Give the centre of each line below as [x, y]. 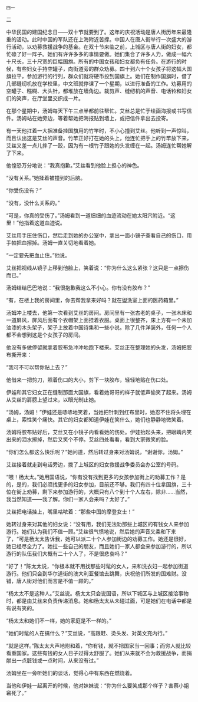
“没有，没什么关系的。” [33, 203]
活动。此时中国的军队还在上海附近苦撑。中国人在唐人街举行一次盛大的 [101, 39]
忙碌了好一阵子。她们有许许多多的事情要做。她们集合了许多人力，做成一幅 [96, 54]
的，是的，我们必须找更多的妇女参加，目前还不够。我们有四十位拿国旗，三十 [99, 484]
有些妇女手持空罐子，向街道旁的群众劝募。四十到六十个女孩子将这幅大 [101, 69]
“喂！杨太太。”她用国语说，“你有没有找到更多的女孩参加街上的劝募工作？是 [96, 477]
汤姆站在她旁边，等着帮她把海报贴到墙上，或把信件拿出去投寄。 [94, 118]
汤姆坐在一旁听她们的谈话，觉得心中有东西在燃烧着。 [71, 673]
